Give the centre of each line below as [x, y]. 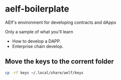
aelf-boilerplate [37, 9]
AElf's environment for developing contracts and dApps [61, 22]
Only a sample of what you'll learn [39, 32]
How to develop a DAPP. [36, 41]
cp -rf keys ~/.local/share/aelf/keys [44, 73]
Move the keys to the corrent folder [60, 62]
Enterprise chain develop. [38, 46]
